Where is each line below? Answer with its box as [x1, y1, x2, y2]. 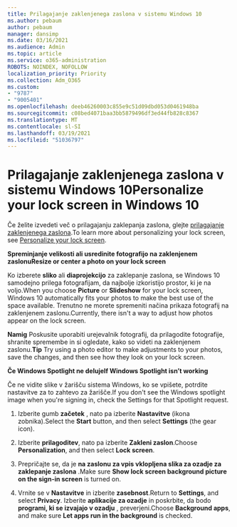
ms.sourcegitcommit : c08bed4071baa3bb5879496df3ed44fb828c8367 [7, 110, 199, 117]
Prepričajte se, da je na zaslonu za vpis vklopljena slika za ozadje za [17, 460, 222, 469]
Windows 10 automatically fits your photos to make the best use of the [7, 293, 214, 303]
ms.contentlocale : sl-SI [7, 122, 81, 130]
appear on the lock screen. [7, 316, 87, 325]
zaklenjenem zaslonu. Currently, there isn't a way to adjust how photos [7, 309, 214, 318]
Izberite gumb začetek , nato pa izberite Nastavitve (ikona [17, 409, 190, 418]
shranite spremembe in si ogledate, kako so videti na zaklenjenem [7, 338, 201, 346]
